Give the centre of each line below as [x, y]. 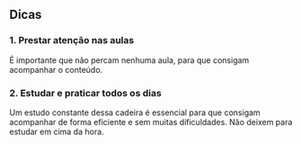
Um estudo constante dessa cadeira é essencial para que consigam [135, 112]
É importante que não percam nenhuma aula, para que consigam [129, 60]
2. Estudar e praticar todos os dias [85, 93]
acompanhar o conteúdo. [56, 69]
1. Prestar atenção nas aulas [72, 40]
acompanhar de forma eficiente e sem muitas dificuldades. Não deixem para [151, 121]
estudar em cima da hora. [57, 131]
